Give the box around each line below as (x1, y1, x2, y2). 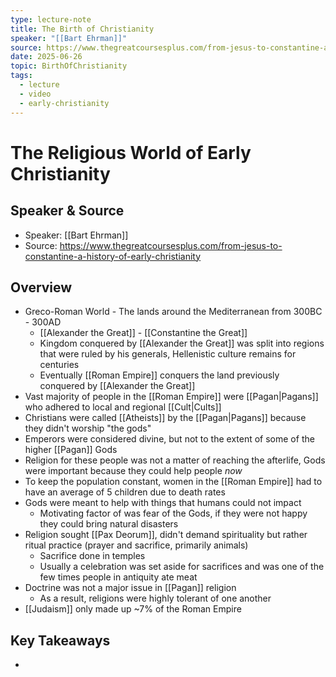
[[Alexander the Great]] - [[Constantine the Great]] (39, 327, 248, 339)
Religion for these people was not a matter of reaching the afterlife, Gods (24, 454, 326, 466)
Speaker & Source (10, 202, 125, 220)
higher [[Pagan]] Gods (24, 444, 118, 456)
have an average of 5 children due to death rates (24, 486, 226, 498)
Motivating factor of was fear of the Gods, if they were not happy (39, 507, 308, 520)
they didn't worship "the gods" (24, 422, 152, 435)
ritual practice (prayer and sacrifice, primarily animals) (24, 539, 249, 551)
